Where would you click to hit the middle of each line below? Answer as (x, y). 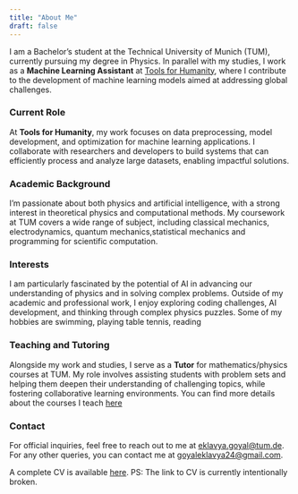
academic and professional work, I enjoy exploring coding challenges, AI (143, 303)
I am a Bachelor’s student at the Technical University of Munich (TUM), (140, 51)
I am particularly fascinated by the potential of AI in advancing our (131, 284)
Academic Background (60, 183)
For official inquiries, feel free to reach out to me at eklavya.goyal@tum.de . (147, 445)
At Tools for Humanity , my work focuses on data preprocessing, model (141, 132)
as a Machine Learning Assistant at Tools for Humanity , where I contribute (148, 70)
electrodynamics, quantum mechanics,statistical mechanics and (128, 232)
